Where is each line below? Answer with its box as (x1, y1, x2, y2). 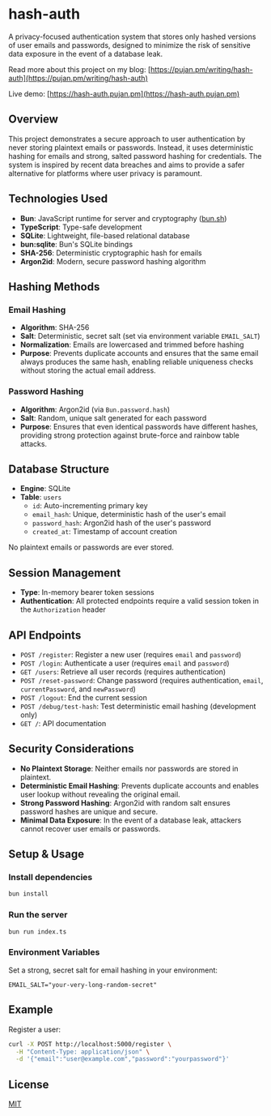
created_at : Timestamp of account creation (32, 527, 178, 537)
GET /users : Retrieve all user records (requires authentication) (19, 666, 227, 677)
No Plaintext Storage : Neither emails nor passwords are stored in (19, 763, 239, 773)
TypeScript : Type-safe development (19, 222, 142, 232)
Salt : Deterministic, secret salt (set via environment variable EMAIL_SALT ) (19, 331, 260, 341)
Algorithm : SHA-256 (19, 323, 90, 332)
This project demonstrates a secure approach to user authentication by (8, 134, 246, 143)
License (8, 1077, 49, 1091)
